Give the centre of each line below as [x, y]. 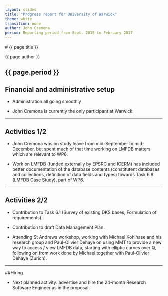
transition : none [23, 24]
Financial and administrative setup [60, 90]
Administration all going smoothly [47, 102]
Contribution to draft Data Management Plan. [58, 227]
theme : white [19, 19]
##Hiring [14, 272]
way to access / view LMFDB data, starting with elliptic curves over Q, [84, 247]
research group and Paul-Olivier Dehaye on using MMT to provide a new [87, 242]
